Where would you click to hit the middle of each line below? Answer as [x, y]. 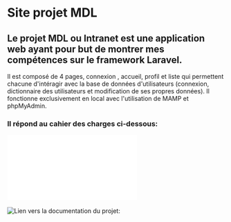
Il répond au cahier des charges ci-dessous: [83, 124]
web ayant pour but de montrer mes [86, 49]
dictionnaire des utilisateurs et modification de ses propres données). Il [108, 91]
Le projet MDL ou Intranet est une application [106, 38]
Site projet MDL [53, 13]
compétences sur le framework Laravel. [95, 60]
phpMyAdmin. [27, 106]
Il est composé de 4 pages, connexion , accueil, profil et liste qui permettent [115, 76]
